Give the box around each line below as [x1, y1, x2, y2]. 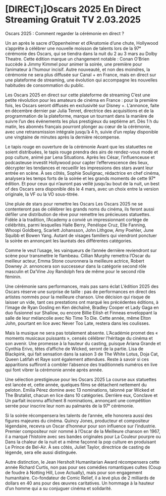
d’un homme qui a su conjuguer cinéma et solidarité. [5, 485, 112, 491]
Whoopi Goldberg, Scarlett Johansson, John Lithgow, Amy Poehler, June [5, 227, 154, 233]
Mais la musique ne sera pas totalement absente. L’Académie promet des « [5, 330, 158, 336]
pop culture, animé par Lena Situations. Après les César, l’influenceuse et [5, 154, 155, 160]
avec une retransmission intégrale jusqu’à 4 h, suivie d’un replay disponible [5, 129, 159, 135]
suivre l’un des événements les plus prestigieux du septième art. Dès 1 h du [5, 118, 159, 124]
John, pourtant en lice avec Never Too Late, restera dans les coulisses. [5, 320, 150, 326]
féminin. [5, 274, 22, 280]
